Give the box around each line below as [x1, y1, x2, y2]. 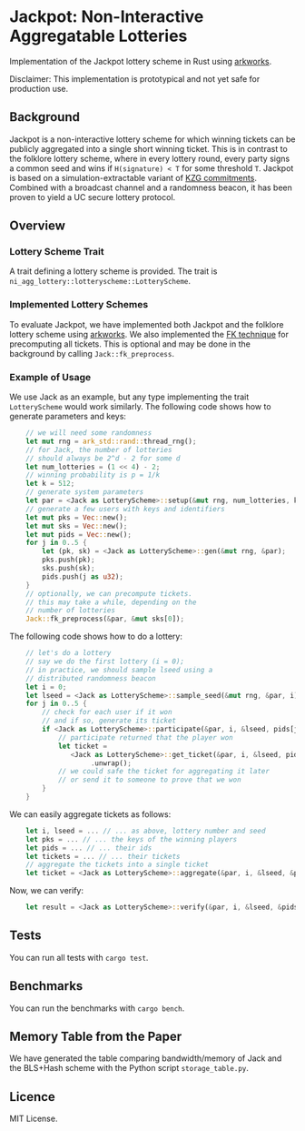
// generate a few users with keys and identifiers [25, 504, 225, 513]
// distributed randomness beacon [25, 673, 156, 683]
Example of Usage [9, 370, 92, 383]
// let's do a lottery [25, 649, 112, 658]
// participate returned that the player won [57, 732, 233, 742]
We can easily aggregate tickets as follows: [9, 808, 172, 820]
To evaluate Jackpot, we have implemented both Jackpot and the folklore [9, 318, 284, 329]
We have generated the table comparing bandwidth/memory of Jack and [9, 1053, 282, 1064]
